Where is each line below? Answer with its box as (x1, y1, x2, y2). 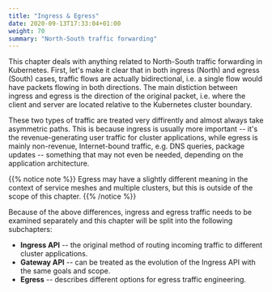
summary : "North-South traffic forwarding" (8, 34, 158, 43)
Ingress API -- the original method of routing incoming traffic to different (19, 240, 263, 250)
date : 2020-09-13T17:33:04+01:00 (8, 19, 121, 28)
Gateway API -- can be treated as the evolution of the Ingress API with (19, 257, 257, 268)
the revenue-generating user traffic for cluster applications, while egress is (8, 133, 258, 143)
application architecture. (8, 159, 90, 169)
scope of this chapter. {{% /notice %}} (8, 191, 137, 201)
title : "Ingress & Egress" (8, 11, 100, 20)
